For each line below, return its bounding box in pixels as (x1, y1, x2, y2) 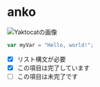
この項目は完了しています (17, 64, 90, 72)
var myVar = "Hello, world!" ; (7, 41, 94, 48)
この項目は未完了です (17, 72, 78, 80)
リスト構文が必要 (17, 55, 66, 63)
